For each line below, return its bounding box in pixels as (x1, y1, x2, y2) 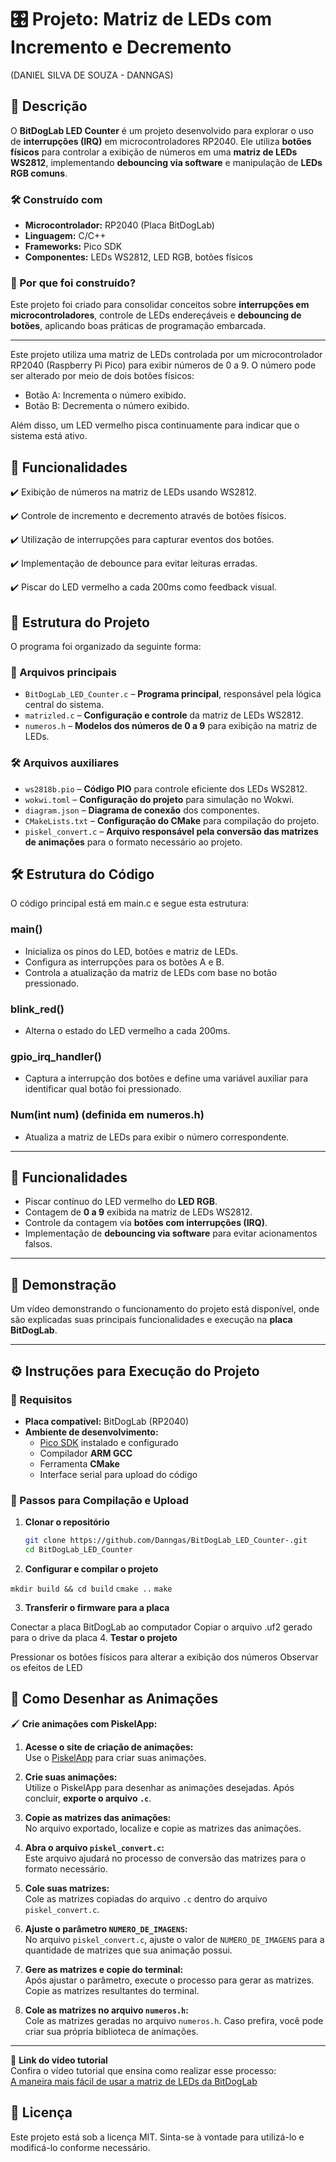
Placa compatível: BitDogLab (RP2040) (24, 1415, 190, 1427)
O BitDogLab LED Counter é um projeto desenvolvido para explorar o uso (10, 124, 314, 136)
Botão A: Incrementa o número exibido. (24, 389, 187, 401)
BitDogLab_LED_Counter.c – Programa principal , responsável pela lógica (24, 688, 322, 700)
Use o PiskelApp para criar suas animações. (24, 1751, 207, 1763)
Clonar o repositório (24, 1516, 110, 1528)
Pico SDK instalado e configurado (39, 1436, 179, 1448)
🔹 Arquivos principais (10, 665, 117, 679)
